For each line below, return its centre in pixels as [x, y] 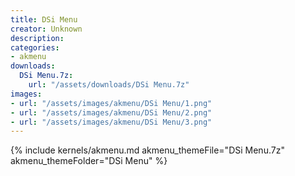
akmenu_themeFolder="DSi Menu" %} [89, 161]
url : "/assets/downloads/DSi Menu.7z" [109, 85]
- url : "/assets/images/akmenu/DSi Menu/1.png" [111, 103]
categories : [35, 47]
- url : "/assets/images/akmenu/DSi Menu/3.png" [111, 122]
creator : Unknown [46, 29]
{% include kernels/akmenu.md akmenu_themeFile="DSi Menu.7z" [147, 150]
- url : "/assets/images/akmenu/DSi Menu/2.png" [111, 112]
